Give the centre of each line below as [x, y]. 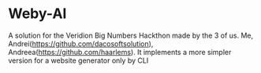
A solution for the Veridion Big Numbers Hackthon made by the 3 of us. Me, [131, 35]
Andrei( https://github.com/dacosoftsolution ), [81, 43]
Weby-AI [37, 14]
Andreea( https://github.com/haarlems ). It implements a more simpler [120, 52]
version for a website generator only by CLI [78, 60]
